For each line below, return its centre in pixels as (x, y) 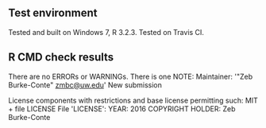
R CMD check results (61, 58)
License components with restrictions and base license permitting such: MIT (133, 100)
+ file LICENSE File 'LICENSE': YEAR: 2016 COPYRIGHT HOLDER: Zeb (122, 109)
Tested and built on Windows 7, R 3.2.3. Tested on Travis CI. (106, 32)
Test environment (53, 13)
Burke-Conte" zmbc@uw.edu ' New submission (85, 85)
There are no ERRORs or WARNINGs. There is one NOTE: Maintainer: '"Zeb (130, 76)
